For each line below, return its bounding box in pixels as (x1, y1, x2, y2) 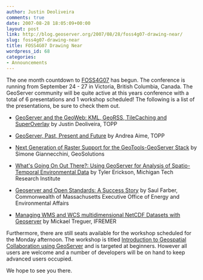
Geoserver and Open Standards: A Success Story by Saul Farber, (15, 186, 178, 194)
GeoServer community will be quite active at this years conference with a (6, 89, 189, 96)
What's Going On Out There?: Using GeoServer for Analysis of (15, 162, 171, 169)
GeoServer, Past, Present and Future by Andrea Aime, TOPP (15, 132, 165, 139)
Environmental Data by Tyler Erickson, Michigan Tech (40, 168, 174, 176)
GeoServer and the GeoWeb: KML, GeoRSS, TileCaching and (15, 113, 167, 121)
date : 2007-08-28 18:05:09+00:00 (6, 20, 91, 26)
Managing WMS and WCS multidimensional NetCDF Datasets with (15, 211, 181, 218)
